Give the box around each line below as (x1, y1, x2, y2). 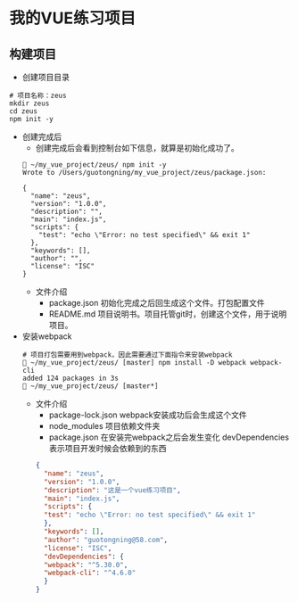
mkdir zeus (9, 99, 50, 108)
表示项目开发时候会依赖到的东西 (48, 443, 167, 453)
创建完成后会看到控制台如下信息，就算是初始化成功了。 (35, 143, 239, 153)
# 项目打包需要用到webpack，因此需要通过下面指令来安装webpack (21, 350, 233, 359)
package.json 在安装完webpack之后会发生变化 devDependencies (48, 432, 290, 442)
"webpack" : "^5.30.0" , (43, 560, 128, 569)
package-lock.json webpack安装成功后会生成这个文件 (48, 409, 247, 420)
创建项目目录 (21, 72, 70, 82)
